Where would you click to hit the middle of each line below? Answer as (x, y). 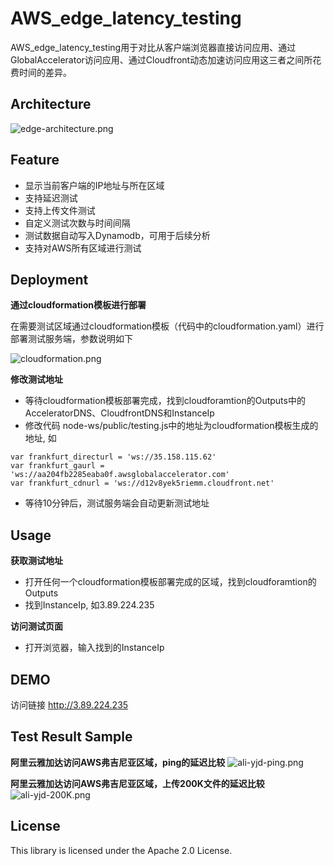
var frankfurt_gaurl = (57, 466)
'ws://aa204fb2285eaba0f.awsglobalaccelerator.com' (120, 475)
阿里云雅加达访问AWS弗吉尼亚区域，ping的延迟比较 (118, 762)
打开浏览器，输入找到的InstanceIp (94, 648)
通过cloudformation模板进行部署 (78, 305)
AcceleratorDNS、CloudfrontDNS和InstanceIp (119, 413)
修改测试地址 (36, 379)
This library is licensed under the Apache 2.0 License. (121, 850)
